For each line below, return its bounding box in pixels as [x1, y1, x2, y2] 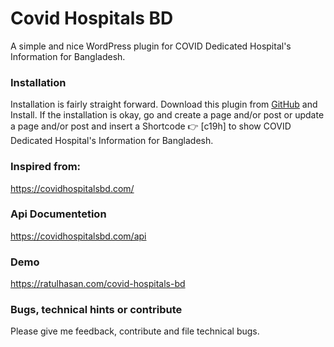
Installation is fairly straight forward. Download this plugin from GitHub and [10, 98, 318, 111]
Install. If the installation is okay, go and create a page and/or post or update [10, 109, 325, 121]
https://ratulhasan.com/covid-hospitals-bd [10, 278, 186, 290]
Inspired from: [10, 160, 82, 174]
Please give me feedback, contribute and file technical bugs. [10, 325, 260, 337]
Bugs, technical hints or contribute [10, 303, 183, 317]
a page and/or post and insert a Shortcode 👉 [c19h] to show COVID [10, 120, 292, 132]
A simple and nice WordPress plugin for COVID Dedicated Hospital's [10, 40, 292, 52]
